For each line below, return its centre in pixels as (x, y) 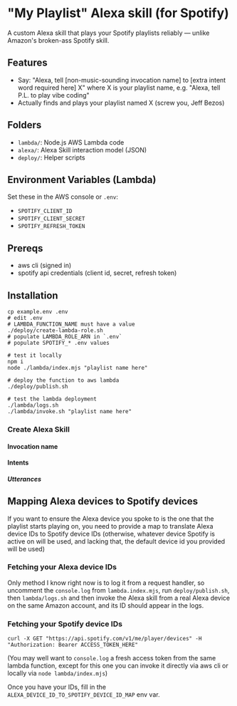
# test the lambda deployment (52, 399)
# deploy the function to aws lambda (63, 380)
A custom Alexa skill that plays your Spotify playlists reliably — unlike (109, 33)
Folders (25, 125)
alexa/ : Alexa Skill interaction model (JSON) (82, 150)
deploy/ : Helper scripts (51, 157)
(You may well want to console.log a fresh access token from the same (112, 658)
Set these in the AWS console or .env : (63, 197)
